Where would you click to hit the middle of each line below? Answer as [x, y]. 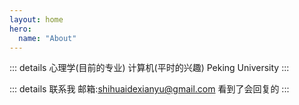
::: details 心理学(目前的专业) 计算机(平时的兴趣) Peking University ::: [149, 68]
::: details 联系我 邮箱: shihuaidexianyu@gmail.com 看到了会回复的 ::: [149, 89]
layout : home [36, 19]
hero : [20, 29]
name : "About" [47, 38]
